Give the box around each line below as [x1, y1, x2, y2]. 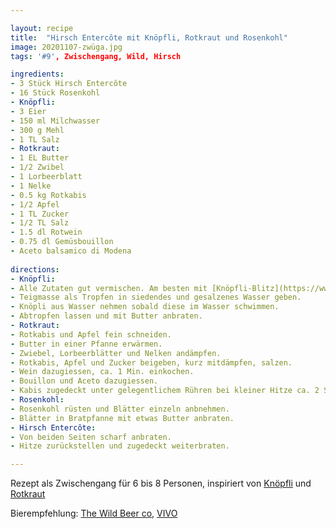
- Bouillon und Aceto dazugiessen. [10, 376, 159, 386]
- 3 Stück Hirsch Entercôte [10, 79, 128, 89]
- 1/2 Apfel [10, 199, 60, 210]
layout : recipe [10, 23, 74, 33]
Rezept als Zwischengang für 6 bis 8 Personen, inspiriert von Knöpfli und [10, 477, 312, 490]
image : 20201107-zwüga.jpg [10, 42, 123, 52]
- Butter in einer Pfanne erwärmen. [10, 339, 163, 349]
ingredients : [10, 69, 65, 80]
